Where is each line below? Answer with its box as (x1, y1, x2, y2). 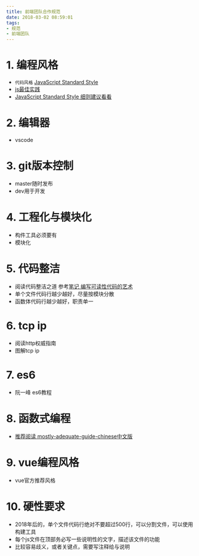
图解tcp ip (14, 347, 40, 354)
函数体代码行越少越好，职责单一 (14, 298, 94, 305)
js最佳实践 (14, 86, 41, 93)
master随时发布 (14, 180, 54, 187)
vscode (14, 137, 34, 143)
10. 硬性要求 (6, 499, 66, 513)
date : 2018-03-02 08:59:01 (6, 14, 73, 20)
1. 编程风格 (6, 58, 58, 72)
